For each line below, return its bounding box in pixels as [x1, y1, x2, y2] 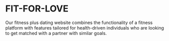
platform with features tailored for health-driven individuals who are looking [5, 24, 164, 30]
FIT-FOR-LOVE [5, 3, 69, 14]
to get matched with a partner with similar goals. [5, 30, 107, 36]
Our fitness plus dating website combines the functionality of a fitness [5, 19, 153, 25]
